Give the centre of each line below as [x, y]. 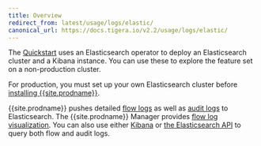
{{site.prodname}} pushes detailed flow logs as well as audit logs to [118, 108]
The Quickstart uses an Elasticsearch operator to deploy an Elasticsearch [128, 53]
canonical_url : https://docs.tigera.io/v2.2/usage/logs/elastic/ [118, 30]
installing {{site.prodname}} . [54, 93]
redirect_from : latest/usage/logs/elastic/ [81, 23]
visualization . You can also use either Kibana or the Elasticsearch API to [125, 125]
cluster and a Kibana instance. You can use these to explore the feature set [130, 61]
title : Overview [35, 15]
